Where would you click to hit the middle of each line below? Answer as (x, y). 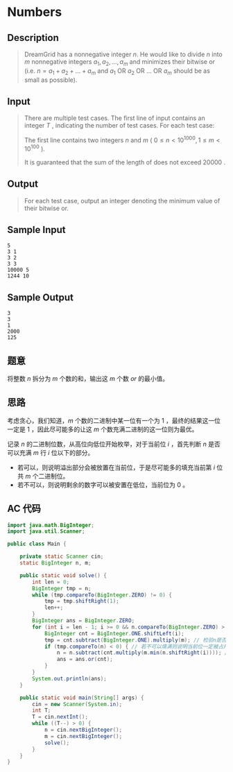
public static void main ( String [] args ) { (82, 698)
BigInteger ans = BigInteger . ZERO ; (84, 621)
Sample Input (36, 230)
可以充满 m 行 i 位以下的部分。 (51, 452)
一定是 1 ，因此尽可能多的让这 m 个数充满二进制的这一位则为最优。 (103, 429)
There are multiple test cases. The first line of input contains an (115, 118)
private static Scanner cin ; (62, 557)
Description (33, 38)
